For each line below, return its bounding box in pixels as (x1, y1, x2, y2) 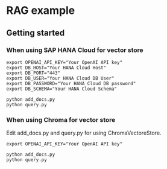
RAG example (6, 4, 75, 18)
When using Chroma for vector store (6, 115, 116, 124)
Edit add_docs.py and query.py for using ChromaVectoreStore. (6, 129, 162, 136)
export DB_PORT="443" (6, 70, 61, 76)
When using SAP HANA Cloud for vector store (6, 46, 143, 54)
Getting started (6, 28, 65, 38)
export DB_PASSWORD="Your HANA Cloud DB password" (6, 80, 136, 86)
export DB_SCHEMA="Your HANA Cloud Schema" (6, 86, 118, 92)
